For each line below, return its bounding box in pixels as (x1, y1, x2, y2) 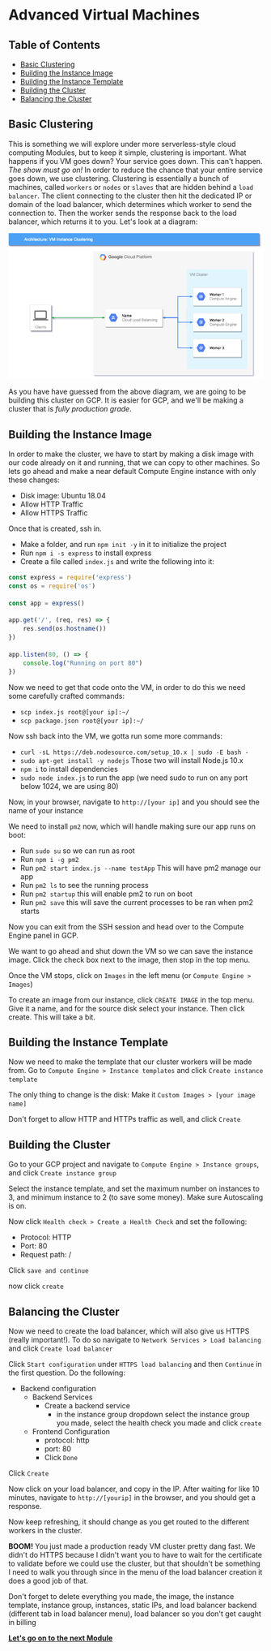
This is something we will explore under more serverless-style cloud (8, 139, 236, 149)
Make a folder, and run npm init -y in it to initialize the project (19, 540, 227, 550)
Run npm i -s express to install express (19, 548, 152, 558)
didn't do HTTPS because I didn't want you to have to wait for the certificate (8, 1550, 263, 1560)
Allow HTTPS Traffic (19, 508, 88, 518)
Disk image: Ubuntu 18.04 (19, 491, 107, 501)
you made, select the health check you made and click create (56, 1418, 262, 1428)
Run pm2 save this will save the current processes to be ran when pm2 (19, 897, 253, 907)
